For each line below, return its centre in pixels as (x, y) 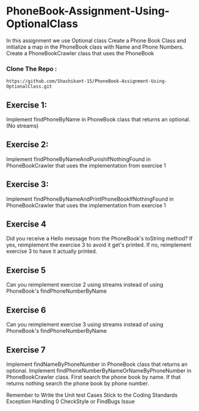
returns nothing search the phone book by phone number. (78, 383)
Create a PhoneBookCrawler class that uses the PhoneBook (80, 53)
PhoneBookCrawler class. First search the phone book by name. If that (94, 377)
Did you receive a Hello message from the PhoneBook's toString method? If (99, 239)
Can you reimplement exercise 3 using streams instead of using (85, 324)
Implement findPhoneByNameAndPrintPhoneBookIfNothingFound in (90, 199)
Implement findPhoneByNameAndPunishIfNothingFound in (79, 159)
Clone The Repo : (32, 68)
